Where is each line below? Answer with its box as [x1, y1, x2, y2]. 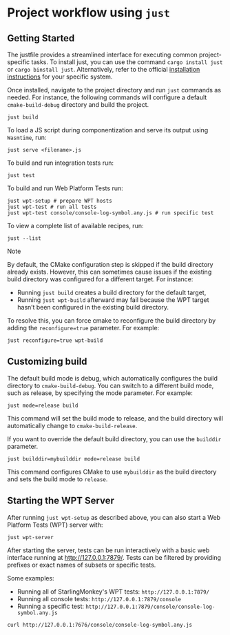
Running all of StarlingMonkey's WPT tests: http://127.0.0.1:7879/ [17, 587, 210, 596]
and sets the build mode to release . [7, 474, 108, 483]
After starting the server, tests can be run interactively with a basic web [7, 546, 210, 554]
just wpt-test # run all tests [7, 203, 97, 210]
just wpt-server [7, 534, 54, 541]
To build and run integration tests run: [7, 159, 114, 167]
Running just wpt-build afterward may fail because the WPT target [17, 296, 209, 304]
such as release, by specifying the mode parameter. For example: [7, 388, 193, 397]
